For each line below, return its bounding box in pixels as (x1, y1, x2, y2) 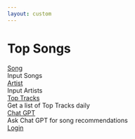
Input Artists (7, 86, 43, 95)
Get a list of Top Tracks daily (7, 101, 90, 110)
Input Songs (7, 71, 43, 79)
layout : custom (7, 10, 52, 18)
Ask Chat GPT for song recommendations (7, 116, 128, 124)
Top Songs (7, 40, 72, 56)
